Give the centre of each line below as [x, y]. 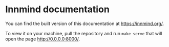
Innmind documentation [58, 9]
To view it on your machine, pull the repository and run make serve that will [84, 33]
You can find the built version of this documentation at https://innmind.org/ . [85, 24]
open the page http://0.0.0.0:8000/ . [43, 39]
